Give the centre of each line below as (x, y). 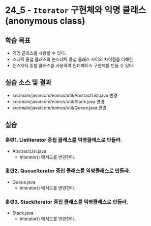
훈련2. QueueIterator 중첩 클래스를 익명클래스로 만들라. (68, 171)
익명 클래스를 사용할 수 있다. (39, 53)
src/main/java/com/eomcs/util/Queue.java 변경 (59, 108)
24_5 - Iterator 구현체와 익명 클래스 (76, 10)
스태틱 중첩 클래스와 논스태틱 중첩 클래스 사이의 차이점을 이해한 (73, 59)
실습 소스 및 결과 (28, 83)
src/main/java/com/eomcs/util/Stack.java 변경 (58, 101)
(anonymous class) (45, 21)
